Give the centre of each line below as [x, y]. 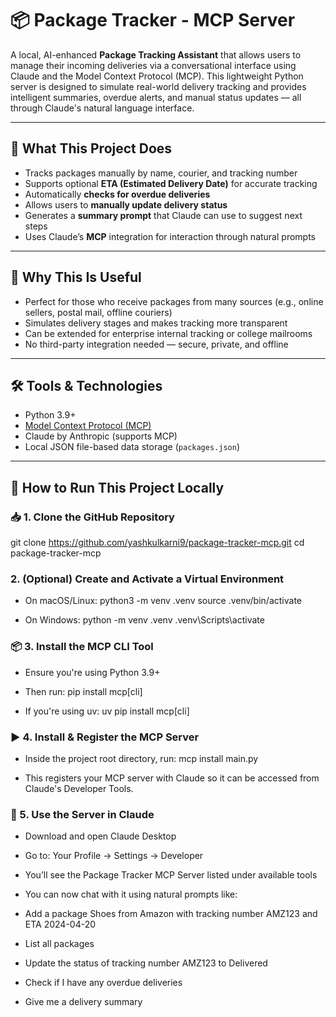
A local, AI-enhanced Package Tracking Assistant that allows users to [156, 54]
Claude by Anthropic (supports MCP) [101, 436]
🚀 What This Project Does [91, 148]
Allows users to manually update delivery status [126, 204]
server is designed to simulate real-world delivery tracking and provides [158, 86]
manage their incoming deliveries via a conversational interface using [153, 65]
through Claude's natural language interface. [102, 108]
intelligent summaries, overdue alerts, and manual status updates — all [156, 97]
